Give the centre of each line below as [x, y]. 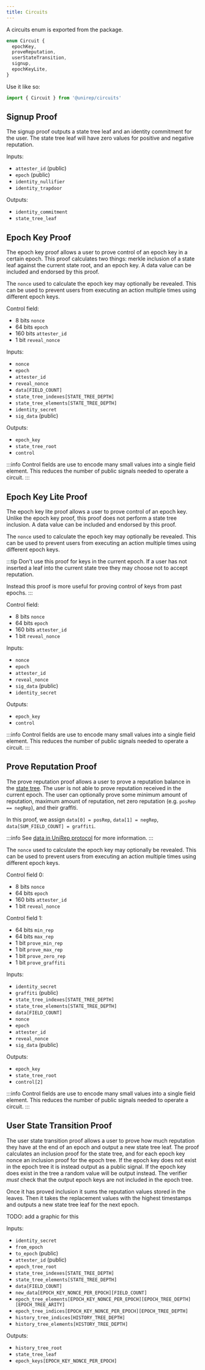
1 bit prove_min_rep [39, 943]
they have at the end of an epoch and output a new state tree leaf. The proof [103, 1147]
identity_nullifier [40, 182]
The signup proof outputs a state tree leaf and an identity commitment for [99, 132]
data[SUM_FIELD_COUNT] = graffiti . [51, 826]
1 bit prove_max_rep [39, 949]
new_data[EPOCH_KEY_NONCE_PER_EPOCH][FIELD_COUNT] [81, 1293]
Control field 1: [24, 918]
